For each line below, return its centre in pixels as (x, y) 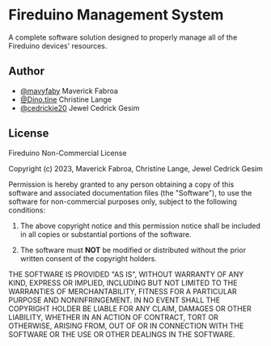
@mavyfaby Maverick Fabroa (69, 91)
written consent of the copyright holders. (89, 258)
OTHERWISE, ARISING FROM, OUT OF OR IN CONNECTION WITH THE (126, 326)
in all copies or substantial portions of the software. (106, 234)
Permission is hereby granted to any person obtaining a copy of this (121, 184)
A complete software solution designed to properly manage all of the (123, 37)
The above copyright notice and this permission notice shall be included (140, 226)
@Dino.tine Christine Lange (66, 99)
